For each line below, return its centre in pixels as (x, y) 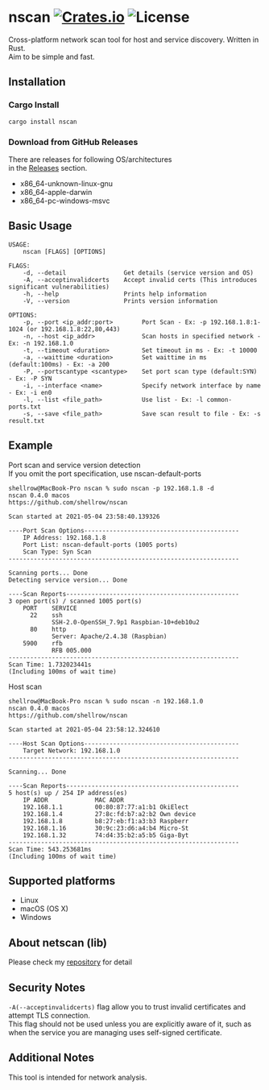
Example (31, 446)
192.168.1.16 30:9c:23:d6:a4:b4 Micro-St (106, 828)
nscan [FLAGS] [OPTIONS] (64, 251)
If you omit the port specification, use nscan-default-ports (105, 473)
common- (219, 400)
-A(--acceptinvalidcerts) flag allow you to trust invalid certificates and (127, 1006)
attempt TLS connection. (50, 1015)
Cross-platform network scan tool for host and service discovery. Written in (134, 39)
